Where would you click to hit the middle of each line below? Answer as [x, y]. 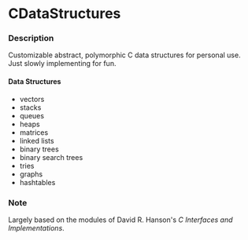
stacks [30, 107]
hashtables [37, 182]
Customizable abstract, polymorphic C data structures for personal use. [125, 55]
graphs [31, 174]
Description [31, 38]
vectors [32, 99]
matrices [34, 132]
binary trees [39, 149]
